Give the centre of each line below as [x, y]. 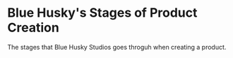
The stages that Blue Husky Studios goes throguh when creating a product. [117, 47]
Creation [34, 28]
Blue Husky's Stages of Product [102, 13]
